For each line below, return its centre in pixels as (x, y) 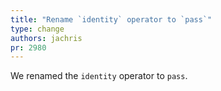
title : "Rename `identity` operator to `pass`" (111, 19)
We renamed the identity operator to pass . (99, 76)
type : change (37, 29)
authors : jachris (46, 38)
